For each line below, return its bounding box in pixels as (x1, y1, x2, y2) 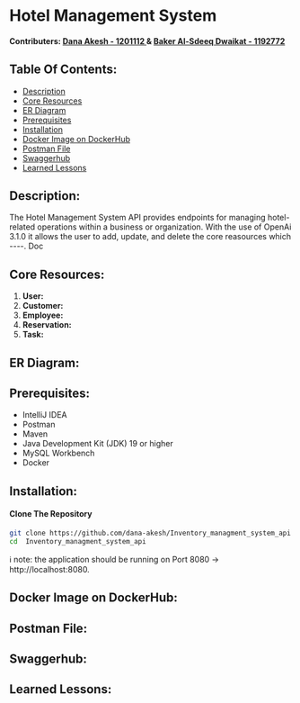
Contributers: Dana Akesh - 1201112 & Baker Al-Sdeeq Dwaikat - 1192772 (9, 35, 286, 46)
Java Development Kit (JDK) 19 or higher (22, 438, 173, 449)
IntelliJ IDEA (22, 410, 67, 420)
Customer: (22, 301, 64, 311)
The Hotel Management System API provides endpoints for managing (9, 212, 267, 223)
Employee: (22, 310, 64, 320)
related (9, 221, 36, 232)
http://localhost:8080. (9, 563, 90, 574)
